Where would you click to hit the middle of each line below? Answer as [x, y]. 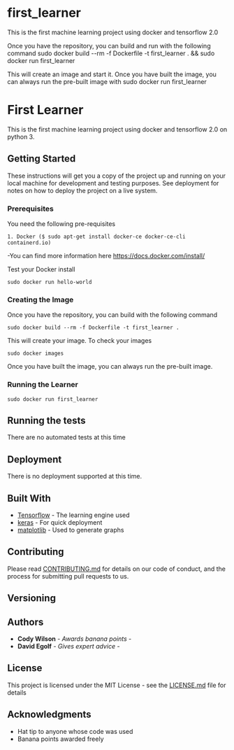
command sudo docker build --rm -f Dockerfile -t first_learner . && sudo [111, 53]
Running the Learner [43, 385]
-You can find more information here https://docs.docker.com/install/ [106, 255]
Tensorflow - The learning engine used [74, 515]
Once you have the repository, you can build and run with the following [109, 45]
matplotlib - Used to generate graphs [71, 530]
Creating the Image [41, 299]
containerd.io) [29, 243]
